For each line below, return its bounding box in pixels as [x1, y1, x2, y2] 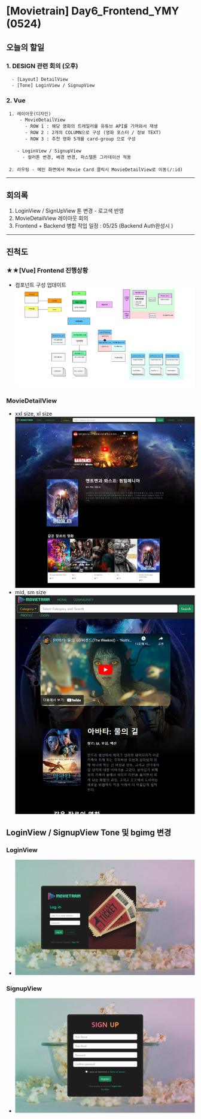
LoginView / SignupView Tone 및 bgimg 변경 [6, 827, 172, 837]
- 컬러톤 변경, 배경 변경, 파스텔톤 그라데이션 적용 [22, 155, 132, 161]
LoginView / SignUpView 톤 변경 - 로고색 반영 [14, 207, 124, 214]
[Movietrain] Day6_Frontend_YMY [6, 4, 179, 18]
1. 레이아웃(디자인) [8, 111, 51, 117]
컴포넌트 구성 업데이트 [14, 281, 67, 288]
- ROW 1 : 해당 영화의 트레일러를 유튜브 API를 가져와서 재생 [25, 123, 158, 129]
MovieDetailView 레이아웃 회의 [14, 214, 89, 222]
